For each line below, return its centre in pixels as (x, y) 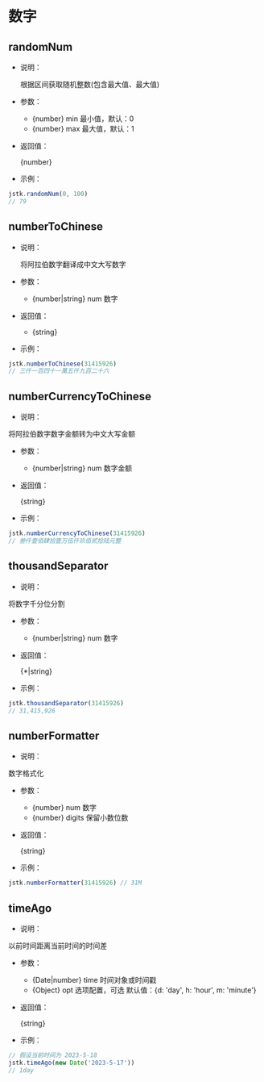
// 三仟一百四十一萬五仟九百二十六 (59, 371)
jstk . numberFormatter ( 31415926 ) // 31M (75, 883)
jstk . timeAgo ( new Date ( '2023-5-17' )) (72, 1063)
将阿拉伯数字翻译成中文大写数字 (73, 264)
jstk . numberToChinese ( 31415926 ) (62, 364)
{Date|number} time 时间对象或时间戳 (94, 980)
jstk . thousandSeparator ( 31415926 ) (66, 703)
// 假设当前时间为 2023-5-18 (53, 1055)
